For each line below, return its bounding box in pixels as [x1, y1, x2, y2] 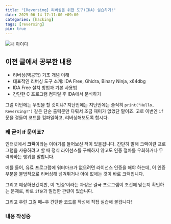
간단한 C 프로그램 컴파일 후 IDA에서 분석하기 [12, 91, 101, 97]
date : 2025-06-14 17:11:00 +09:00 [5, 12, 79, 17]
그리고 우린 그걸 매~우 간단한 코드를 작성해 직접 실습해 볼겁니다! [5, 199, 132, 205]
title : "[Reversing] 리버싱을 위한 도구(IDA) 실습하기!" [5, 7, 116, 13]
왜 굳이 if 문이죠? [5, 128, 45, 135]
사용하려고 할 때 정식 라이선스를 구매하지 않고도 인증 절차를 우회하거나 [18, 147, 158, 153]
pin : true [5, 26, 27, 32]
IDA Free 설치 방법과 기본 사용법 [12, 85, 78, 91]
